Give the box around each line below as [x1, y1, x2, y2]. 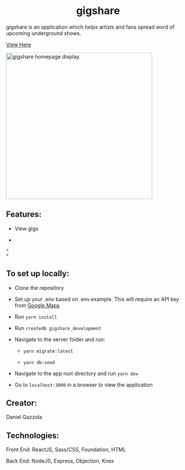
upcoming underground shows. [6, 29, 82, 36]
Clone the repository [14, 284, 64, 291]
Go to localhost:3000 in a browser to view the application [14, 381, 153, 388]
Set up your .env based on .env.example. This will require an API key [14, 296, 179, 303]
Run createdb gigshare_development [14, 324, 102, 331]
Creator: [6, 398, 37, 408]
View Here [6, 41, 32, 48]
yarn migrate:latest [23, 348, 74, 354]
